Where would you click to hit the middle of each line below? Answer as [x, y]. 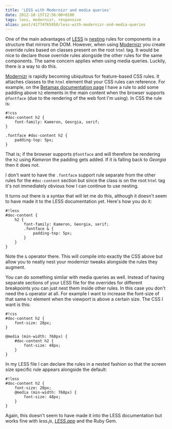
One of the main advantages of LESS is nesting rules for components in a [83, 39]
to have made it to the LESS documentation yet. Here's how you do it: [79, 202]
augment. [15, 267]
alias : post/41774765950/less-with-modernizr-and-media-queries [75, 24]
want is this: [18, 305]
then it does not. [23, 165]
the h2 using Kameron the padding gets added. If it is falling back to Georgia [86, 159]
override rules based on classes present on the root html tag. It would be [82, 50]
